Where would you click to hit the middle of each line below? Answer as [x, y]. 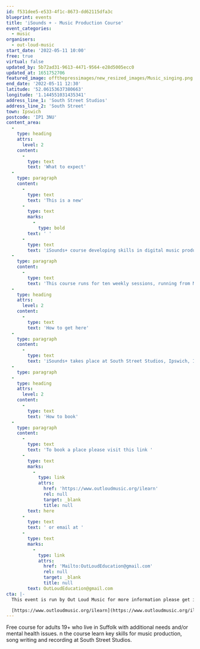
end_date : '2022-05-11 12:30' [44, 84]
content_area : [24, 123]
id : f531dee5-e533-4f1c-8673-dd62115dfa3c [60, 12]
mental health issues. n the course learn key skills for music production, [94, 633]
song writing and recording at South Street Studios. [69, 640]
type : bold [51, 228]
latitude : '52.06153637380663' [45, 89]
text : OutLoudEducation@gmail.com [70, 588]
